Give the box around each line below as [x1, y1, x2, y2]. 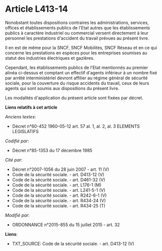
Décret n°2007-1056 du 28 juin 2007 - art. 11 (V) [12, 166, 109, 172]
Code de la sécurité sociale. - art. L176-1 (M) [12, 182, 101, 188]
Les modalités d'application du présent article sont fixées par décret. [5, 94, 143, 101]
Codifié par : [5, 138, 29, 144]
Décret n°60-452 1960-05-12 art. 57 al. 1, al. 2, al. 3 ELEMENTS [12, 123, 140, 129]
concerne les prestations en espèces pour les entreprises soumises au [5, 50, 147, 56]
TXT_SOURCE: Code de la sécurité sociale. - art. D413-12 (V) [12, 241, 135, 247]
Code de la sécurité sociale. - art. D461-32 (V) [12, 177, 105, 183]
